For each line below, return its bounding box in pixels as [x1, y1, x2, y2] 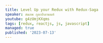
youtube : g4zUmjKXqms [5, 16, 50, 21]
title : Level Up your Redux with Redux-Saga [5, 7, 99, 12]
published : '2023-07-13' [5, 30, 56, 35]
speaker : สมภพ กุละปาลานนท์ [5, 12, 54, 17]
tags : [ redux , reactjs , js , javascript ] [5, 21, 90, 26]
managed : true [5, 26, 35, 31]
